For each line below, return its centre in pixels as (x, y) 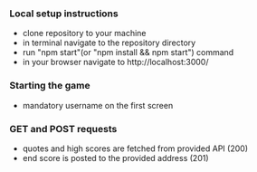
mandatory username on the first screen (98, 105)
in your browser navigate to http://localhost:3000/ (115, 62)
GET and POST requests (63, 129)
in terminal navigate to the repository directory (109, 43)
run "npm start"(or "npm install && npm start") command (128, 53)
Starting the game (50, 86)
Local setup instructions (64, 14)
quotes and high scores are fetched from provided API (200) (135, 148)
